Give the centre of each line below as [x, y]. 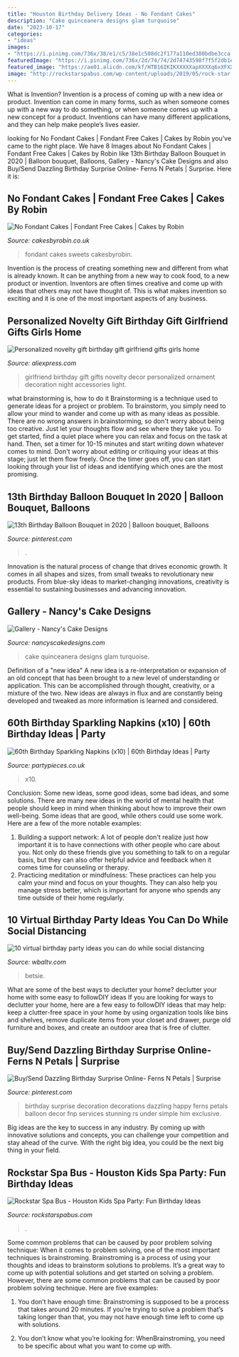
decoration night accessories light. [75, 385]
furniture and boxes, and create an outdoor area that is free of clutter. [109, 1027]
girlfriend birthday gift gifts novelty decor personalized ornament [120, 377]
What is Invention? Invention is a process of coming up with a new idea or [115, 94]
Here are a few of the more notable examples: [75, 823]
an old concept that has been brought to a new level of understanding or [113, 678]
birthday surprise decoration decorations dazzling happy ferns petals [126, 1106]
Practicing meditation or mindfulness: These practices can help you [117, 875]
